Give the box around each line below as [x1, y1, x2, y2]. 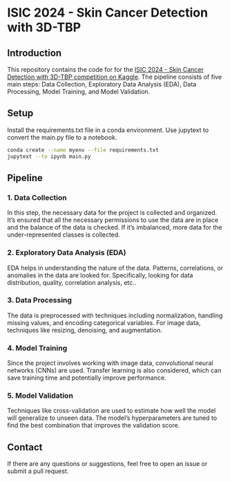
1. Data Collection [7, 192, 67, 202]
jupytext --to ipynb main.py [7, 153, 91, 160]
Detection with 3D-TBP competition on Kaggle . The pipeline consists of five [7, 73, 222, 81]
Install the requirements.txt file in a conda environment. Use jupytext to [7, 126, 209, 134]
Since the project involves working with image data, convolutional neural [7, 359, 213, 367]
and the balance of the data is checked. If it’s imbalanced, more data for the [7, 223, 222, 232]
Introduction [7, 47, 62, 59]
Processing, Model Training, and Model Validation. [7, 88, 151, 95]
